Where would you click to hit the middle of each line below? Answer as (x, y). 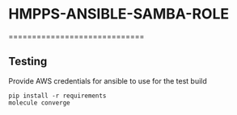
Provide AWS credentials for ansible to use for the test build (108, 80)
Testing (28, 62)
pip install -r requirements (57, 96)
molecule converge (39, 103)
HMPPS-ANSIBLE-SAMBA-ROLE (118, 14)
